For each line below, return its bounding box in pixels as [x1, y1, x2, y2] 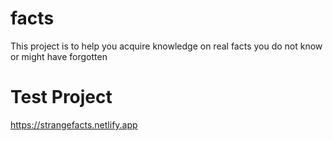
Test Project [10, 86, 113, 109]
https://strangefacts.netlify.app [10, 118, 138, 131]
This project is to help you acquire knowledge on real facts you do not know [10, 40, 323, 52]
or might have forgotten [10, 50, 108, 62]
